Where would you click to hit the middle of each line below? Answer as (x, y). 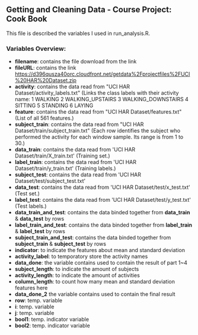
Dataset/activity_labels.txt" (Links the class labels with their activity (97, 93)
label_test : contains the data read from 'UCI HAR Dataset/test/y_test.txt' (103, 200)
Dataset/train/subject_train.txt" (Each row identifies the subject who (98, 131)
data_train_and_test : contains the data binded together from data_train (102, 212)
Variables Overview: (36, 49)
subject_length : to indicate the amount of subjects (77, 269)
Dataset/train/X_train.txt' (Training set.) (63, 156)
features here (31, 288)
